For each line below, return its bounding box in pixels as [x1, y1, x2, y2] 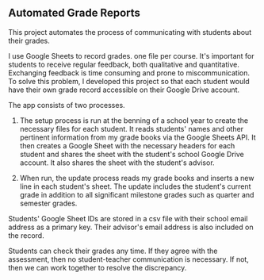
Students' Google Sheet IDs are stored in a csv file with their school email [8, 213, 248, 223]
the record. [8, 230, 45, 240]
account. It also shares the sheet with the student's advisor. [19, 158, 216, 167]
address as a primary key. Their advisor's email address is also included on [8, 222, 254, 232]
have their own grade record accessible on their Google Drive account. [8, 85, 240, 94]
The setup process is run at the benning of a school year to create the [19, 115, 248, 125]
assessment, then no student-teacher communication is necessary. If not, [8, 254, 250, 264]
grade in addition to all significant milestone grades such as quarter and [19, 190, 254, 199]
